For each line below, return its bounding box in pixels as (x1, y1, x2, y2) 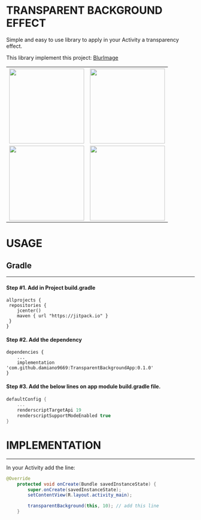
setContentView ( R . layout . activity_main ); (28, 492, 133, 498)
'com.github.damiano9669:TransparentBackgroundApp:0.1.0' (6, 365, 154, 371)
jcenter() (17, 308, 42, 314)
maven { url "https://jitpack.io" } (17, 313, 109, 319)
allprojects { (6, 297, 42, 303)
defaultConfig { (6, 396, 47, 402)
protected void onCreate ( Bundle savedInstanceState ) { (17, 481, 157, 487)
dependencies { (6, 349, 44, 355)
